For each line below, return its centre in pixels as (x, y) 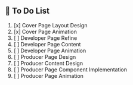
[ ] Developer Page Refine (45, 38)
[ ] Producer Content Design (48, 63)
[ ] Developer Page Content (47, 44)
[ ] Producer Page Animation (49, 75)
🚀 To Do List (27, 11)
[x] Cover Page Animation (45, 32)
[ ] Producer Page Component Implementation (70, 70)
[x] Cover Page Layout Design (50, 25)
